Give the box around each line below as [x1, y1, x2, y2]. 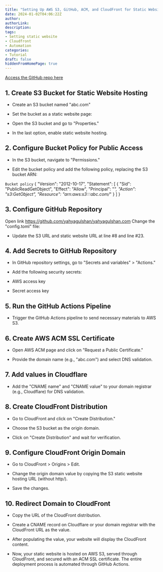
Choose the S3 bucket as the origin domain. [12, 425, 100, 431]
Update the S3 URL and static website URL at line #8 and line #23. [12, 233, 145, 239]
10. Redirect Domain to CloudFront [5, 499, 111, 508]
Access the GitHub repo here [5, 75, 63, 81]
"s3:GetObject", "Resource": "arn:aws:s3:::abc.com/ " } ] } [5, 191, 120, 197]
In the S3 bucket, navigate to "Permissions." [12, 156, 100, 163]
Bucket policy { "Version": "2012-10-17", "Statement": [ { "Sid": [5, 181, 131, 187]
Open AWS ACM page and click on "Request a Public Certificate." [12, 347, 144, 353]
